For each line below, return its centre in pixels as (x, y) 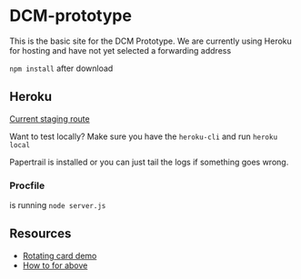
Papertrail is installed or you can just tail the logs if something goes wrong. (149, 162)
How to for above (55, 265)
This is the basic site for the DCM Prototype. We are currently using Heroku (151, 41)
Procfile (27, 185)
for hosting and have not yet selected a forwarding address (120, 50)
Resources (40, 234)
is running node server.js (58, 205)
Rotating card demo (60, 255)
